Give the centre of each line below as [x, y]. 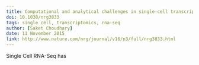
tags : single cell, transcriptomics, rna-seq [63, 22]
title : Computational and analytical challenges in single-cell [87, 12]
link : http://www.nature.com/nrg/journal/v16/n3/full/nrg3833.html [91, 39]
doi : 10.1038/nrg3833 [33, 17]
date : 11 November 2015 [36, 34]
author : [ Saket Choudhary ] [39, 28]
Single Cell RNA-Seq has [36, 56]
